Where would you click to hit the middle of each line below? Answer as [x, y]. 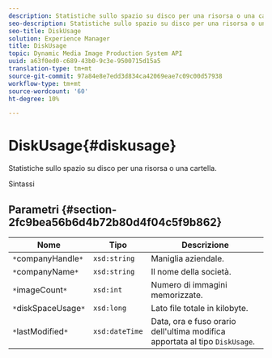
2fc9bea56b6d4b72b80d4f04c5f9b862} [115, 222]
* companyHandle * [48, 258]
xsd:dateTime [118, 332]
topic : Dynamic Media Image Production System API [96, 53]
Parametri [34, 209]
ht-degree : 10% [34, 99]
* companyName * [46, 272]
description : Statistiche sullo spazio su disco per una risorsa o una [132, 16]
